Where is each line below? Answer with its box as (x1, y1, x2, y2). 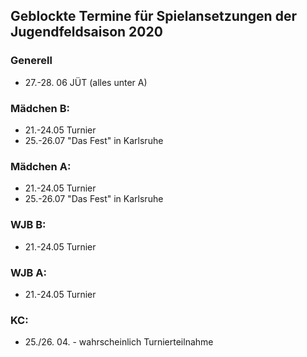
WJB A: (10, 265, 47, 279)
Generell (10, 54, 53, 68)
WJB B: (10, 218, 47, 232)
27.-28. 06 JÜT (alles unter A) (24, 76, 148, 88)
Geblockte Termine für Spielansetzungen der (10, 8, 297, 25)
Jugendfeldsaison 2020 (10, 24, 163, 41)
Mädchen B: (10, 101, 70, 115)
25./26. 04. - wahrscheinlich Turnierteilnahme (24, 336, 214, 348)
